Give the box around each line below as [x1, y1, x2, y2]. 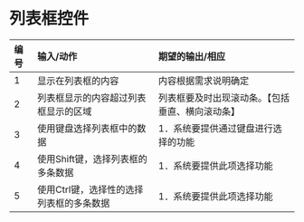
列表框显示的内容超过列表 [37, 92, 147, 104]
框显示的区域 [37, 105, 92, 118]
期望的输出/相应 [157, 50, 226, 63]
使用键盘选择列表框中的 [37, 121, 138, 134]
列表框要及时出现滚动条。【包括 [157, 92, 290, 104]
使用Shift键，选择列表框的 [37, 152, 147, 165]
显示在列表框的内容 [37, 74, 119, 87]
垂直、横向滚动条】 [157, 105, 241, 118]
